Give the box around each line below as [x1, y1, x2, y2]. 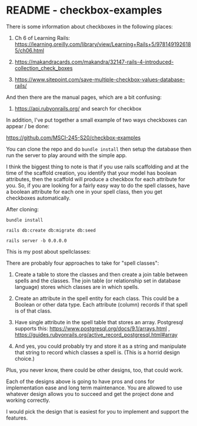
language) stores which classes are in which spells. [14, 283, 139, 290]
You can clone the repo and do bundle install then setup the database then [6, 145, 192, 152]
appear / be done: [6, 122, 50, 129]
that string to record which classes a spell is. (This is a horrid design [14, 348, 181, 356]
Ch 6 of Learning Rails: [14, 34, 71, 41]
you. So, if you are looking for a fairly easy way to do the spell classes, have [6, 182, 190, 189]
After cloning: [6, 205, 39, 212]
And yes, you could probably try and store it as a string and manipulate [14, 342, 187, 350]
